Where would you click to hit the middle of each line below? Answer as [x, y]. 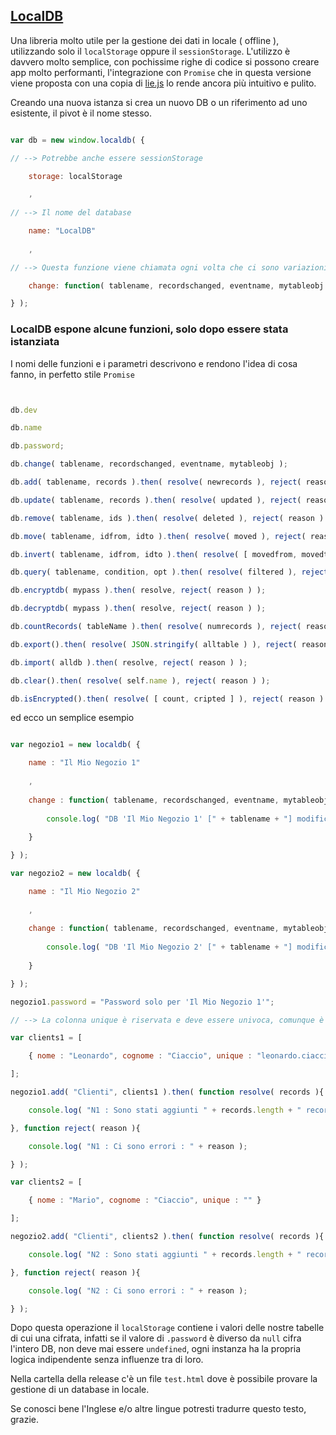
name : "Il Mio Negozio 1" [84, 763]
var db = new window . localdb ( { [77, 140]
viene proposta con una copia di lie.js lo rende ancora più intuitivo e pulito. [163, 83]
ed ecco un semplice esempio [72, 718]
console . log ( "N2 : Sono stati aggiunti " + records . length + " [165, 1254]
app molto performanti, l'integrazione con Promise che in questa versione [161, 72]
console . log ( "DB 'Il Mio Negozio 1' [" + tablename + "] [169, 819]
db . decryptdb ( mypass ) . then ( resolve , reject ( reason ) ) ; [138, 609]
